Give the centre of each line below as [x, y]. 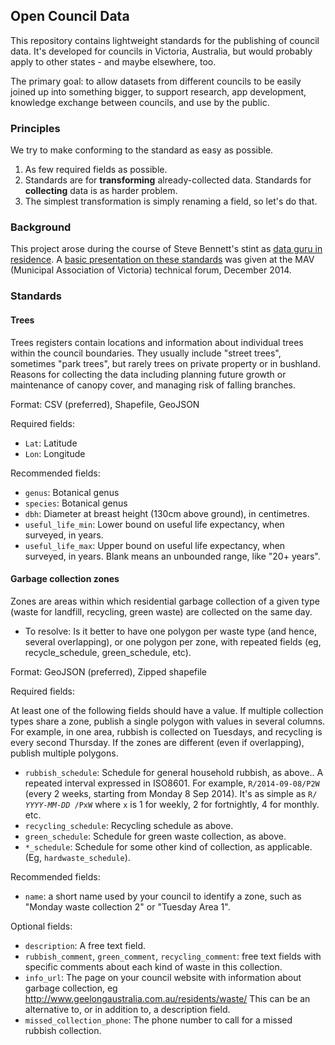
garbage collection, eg [71, 988]
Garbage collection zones [65, 579]
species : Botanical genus [76, 503]
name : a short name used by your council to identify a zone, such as [163, 896]
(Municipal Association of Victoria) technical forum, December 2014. [151, 270]
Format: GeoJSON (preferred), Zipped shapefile [108, 671]
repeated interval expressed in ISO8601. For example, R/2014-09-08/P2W [172, 783]
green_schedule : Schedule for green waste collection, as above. [155, 836]
